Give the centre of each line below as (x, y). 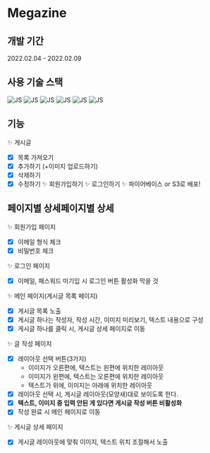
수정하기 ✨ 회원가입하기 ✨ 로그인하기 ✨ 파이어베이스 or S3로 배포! (109, 184)
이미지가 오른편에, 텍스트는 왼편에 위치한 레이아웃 (96, 368)
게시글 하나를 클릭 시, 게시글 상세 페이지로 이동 (81, 328)
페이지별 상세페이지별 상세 (61, 208)
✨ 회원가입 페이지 (32, 226)
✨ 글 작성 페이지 (30, 344)
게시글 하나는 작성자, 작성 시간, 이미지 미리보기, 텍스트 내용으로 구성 (110, 319)
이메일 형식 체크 (39, 241)
